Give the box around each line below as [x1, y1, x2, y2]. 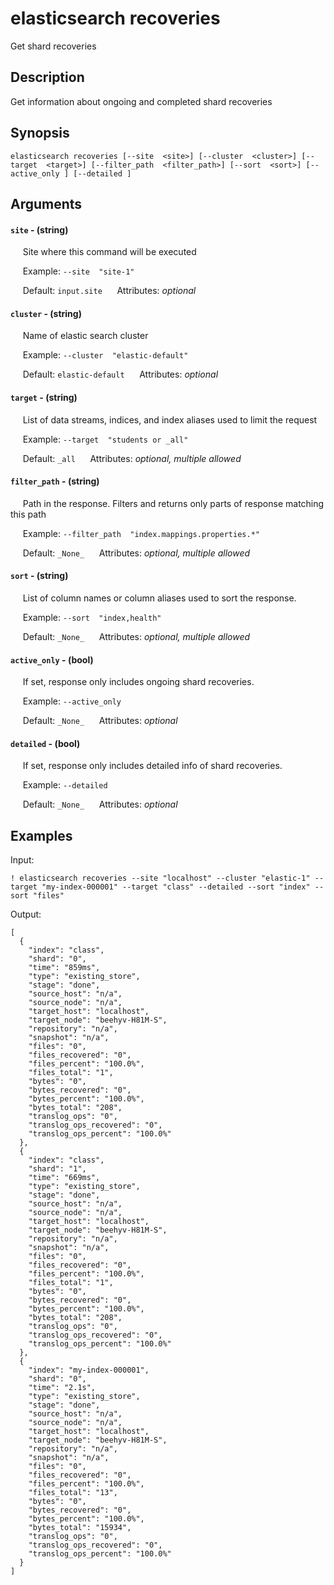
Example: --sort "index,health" [22, 611, 162, 623]
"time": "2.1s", [28, 1383, 97, 1393]
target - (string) [10, 391, 78, 403]
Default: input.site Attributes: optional [22, 285, 197, 297]
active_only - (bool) [10, 653, 94, 666]
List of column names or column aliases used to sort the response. [22, 592, 297, 604]
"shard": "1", [28, 1164, 87, 1174]
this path [10, 508, 47, 520]
